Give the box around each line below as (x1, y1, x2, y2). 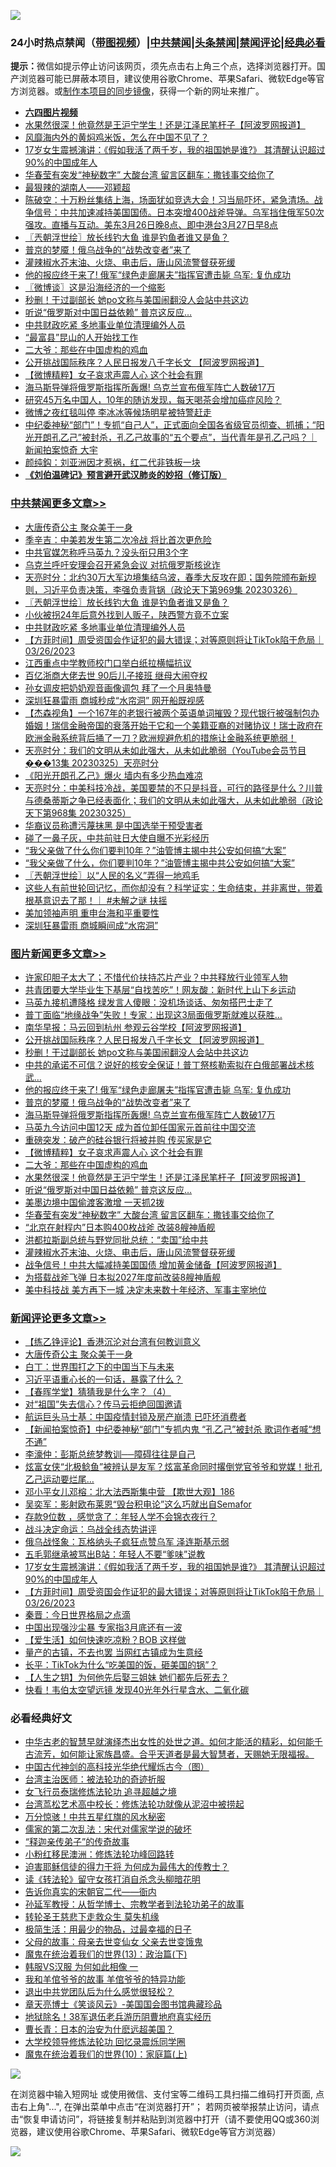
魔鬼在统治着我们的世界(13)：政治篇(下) (24, 1948, 188, 1960)
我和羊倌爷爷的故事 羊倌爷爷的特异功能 (24, 1973, 186, 1985)
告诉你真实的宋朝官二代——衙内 (24, 1886, 157, 1898)
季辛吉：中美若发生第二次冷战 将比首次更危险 (24, 533, 212, 545)
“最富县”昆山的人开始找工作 (24, 331, 139, 344)
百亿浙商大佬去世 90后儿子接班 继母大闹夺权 (24, 669, 208, 681)
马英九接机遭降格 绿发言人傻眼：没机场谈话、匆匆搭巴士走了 (24, 996, 273, 1008)
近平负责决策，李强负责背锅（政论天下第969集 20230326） (51, 583, 298, 595)
